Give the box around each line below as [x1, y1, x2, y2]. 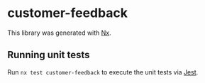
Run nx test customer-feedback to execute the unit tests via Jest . [7, 67, 199, 76]
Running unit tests [7, 49, 90, 61]
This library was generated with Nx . [7, 28, 111, 37]
